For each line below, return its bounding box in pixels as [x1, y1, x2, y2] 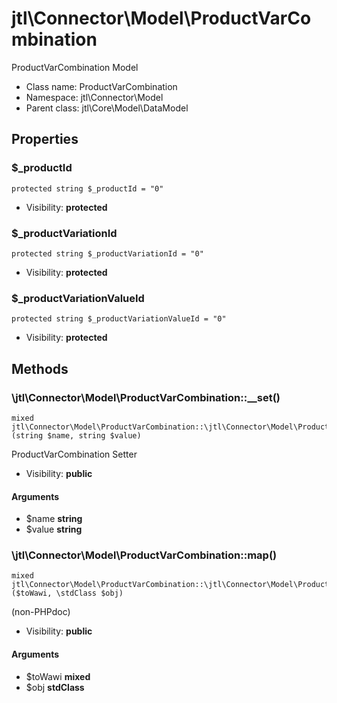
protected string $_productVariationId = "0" [11, 248, 204, 259]
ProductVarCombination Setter [11, 448, 138, 460]
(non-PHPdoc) [11, 606, 71, 618]
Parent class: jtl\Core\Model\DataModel [25, 102, 189, 114]
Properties [11, 131, 79, 148]
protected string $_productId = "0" [11, 183, 164, 194]
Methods [11, 360, 69, 377]
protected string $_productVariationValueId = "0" [11, 314, 227, 324]
